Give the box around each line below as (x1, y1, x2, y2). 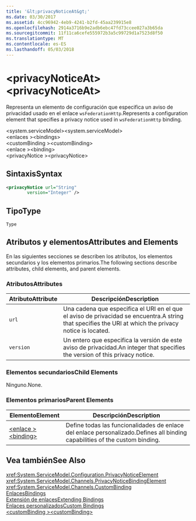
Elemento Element (9, 411, 60, 419)
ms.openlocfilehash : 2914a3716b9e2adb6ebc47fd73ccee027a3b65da (6, 25, 163, 31)
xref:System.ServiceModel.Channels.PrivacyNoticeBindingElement (6, 477, 166, 484)
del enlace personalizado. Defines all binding (65, 428, 187, 436)
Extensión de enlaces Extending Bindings (6, 496, 104, 503)
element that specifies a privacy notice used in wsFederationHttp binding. (6, 116, 183, 123)
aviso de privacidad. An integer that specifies (63, 343, 185, 352)
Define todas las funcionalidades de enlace (65, 421, 184, 429)
